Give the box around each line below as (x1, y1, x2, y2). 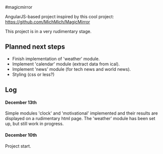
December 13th (5, 99, 37, 105)
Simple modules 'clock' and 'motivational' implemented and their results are (5, 110, 158, 116)
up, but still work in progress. (5, 121, 64, 127)
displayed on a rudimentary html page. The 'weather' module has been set (5, 116, 156, 122)
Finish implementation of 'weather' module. (12, 56, 100, 62)
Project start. (5, 143, 31, 149)
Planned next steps (5, 43, 65, 51)
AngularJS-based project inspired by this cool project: (5, 14, 114, 19)
